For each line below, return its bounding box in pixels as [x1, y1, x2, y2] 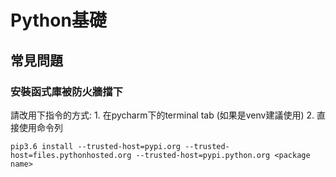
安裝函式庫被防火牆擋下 [10, 84, 123, 98]
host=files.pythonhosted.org [10, 150, 132, 160]
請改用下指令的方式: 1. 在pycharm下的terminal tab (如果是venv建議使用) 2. [10, 109, 315, 121]
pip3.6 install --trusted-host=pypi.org [10, 141, 182, 151]
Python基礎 [10, 9, 107, 32]
